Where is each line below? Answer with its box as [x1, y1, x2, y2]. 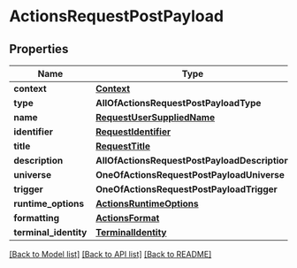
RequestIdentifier [95, 126, 171, 138]
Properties [9, 42, 69, 57]
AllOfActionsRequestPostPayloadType [95, 97, 262, 109]
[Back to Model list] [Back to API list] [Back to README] [9, 249, 212, 259]
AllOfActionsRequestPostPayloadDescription [95, 155, 290, 166]
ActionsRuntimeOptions [95, 197, 199, 210]
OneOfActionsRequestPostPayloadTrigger [95, 183, 278, 195]
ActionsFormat [95, 212, 160, 224]
